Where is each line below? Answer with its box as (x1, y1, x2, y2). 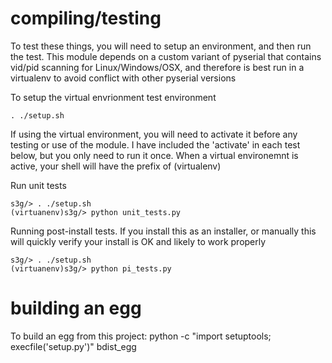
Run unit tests (10, 179, 67, 191)
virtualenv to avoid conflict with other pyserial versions (10, 72, 237, 84)
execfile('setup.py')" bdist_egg (10, 340, 137, 352)
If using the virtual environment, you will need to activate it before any (10, 128, 298, 140)
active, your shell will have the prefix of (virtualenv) (10, 160, 222, 172)
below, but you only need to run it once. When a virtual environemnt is (10, 149, 299, 161)
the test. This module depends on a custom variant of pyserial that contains (10, 50, 322, 62)
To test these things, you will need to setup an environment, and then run (10, 40, 312, 52)
